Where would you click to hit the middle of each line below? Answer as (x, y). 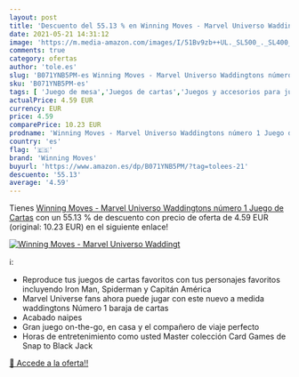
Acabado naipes (52, 317)
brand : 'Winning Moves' (53, 158)
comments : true (37, 51)
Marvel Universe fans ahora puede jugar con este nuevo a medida (143, 299)
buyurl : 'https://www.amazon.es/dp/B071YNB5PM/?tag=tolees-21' (129, 166)
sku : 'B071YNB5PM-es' (49, 84)
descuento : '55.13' (45, 174)
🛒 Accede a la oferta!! (49, 363)
